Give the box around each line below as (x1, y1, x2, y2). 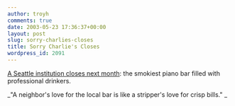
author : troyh (7, 10, 50, 18)
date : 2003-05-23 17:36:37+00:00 (7, 23, 106, 30)
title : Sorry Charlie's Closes (7, 43, 100, 50)
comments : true (7, 17, 53, 24)
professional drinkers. (7, 76, 71, 85)
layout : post (7, 30, 46, 37)
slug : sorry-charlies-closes (7, 37, 94, 44)
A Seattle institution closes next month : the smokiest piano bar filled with (7, 69, 220, 78)
